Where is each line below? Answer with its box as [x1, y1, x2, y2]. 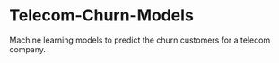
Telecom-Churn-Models [9, 5, 195, 26]
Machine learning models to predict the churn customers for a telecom [9, 35, 271, 45]
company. [9, 43, 47, 54]
